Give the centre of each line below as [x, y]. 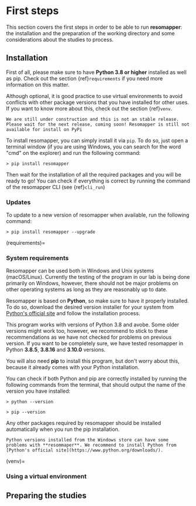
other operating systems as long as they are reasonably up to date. [87, 289]
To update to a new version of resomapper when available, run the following [98, 215]
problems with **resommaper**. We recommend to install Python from [91, 445]
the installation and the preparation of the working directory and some [90, 33]
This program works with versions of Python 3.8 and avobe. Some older [93, 325]
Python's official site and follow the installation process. [73, 313]
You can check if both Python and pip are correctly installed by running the [97, 379]
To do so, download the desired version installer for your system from [90, 307]
